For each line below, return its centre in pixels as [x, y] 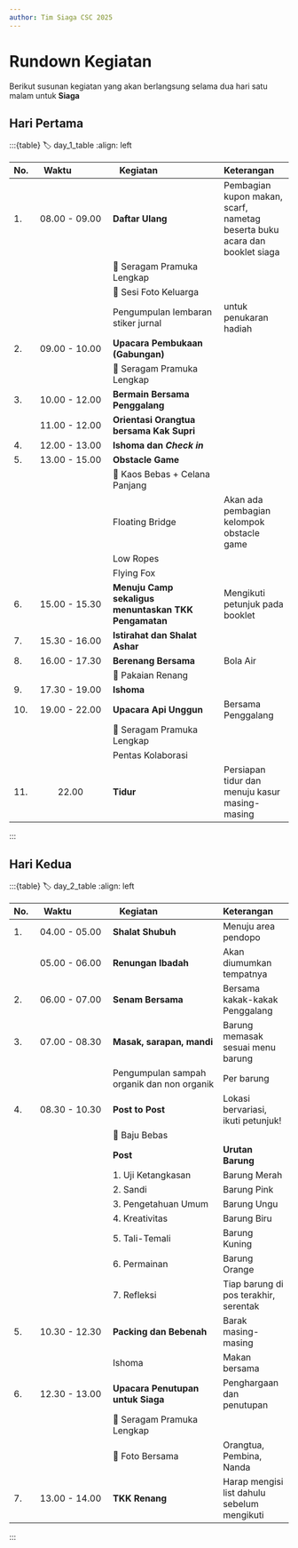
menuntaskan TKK [153, 610]
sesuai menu [250, 1048]
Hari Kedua [41, 864]
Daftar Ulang [140, 219]
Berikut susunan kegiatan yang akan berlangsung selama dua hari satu [138, 86]
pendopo [242, 938]
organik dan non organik [163, 1084]
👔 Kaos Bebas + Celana [161, 475]
